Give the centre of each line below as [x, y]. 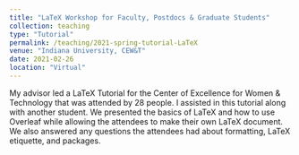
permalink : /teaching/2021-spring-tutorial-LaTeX [104, 43]
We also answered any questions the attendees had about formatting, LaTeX [150, 131]
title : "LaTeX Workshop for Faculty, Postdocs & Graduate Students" [140, 17]
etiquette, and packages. [55, 141]
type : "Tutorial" [42, 34]
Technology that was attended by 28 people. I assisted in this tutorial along [148, 102]
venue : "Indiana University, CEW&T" [77, 51]
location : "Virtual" [48, 68]
